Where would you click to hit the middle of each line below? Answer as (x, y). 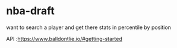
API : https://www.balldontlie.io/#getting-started (64, 39)
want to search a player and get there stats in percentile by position (88, 27)
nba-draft (30, 11)
